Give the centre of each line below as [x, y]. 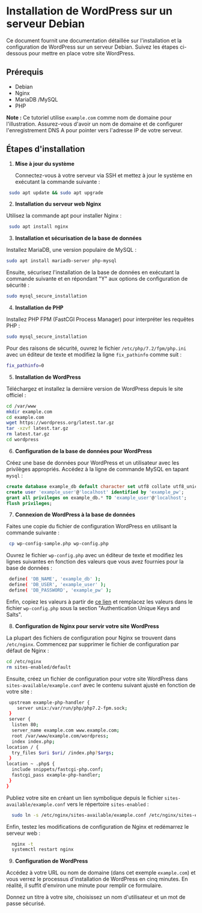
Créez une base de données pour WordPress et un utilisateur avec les [93, 463]
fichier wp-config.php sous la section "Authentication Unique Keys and [93, 608]
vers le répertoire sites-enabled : [108, 804]
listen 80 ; [25, 725]
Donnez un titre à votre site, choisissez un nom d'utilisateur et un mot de [96, 897]
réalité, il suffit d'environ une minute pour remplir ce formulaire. [84, 885]
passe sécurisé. [26, 903]
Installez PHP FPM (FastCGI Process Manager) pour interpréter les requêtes [100, 319]
